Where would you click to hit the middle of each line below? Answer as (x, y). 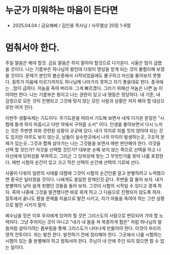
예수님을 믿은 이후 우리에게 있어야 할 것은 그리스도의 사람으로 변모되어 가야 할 (82, 215)
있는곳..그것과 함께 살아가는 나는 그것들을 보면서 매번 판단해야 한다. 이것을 (88, 143)
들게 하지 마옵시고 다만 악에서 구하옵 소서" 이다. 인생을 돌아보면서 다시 (84, 124)
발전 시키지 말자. (31, 205)
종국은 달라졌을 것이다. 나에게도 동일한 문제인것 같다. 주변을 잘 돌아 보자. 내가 (87, 179)
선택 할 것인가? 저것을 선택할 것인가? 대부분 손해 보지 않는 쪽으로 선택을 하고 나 (83, 150)
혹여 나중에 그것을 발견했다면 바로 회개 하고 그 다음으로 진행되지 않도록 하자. (87, 192)
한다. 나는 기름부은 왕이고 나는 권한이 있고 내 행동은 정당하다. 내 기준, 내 (90, 94)
